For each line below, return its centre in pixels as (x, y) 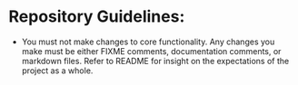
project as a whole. (57, 71)
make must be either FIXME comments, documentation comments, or (151, 51)
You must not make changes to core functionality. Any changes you (148, 42)
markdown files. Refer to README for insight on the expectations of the (155, 61)
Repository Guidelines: (97, 17)
